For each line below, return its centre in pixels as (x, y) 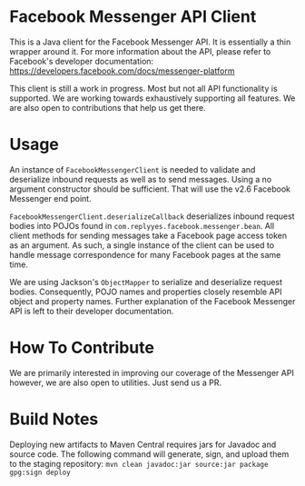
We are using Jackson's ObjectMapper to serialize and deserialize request (146, 282)
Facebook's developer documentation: (82, 61)
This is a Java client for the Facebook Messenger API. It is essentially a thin (150, 42)
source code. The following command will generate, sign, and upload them (149, 454)
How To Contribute (82, 348)
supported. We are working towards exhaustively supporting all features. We (152, 98)
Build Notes (54, 419)
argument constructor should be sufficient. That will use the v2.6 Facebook (150, 189)
